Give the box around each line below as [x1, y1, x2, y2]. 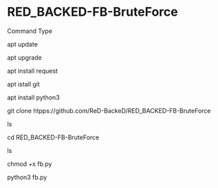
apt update [7, 40, 38, 48]
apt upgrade [7, 53, 43, 62]
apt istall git [7, 80, 40, 88]
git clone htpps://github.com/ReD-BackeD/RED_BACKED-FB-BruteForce [7, 106, 211, 115]
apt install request [7, 67, 58, 75]
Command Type [7, 27, 53, 35]
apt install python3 [7, 93, 60, 102]
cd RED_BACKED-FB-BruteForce [7, 133, 100, 141]
